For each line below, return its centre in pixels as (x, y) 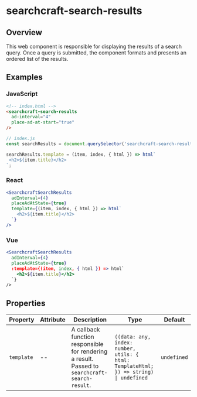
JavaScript (22, 94)
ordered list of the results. (37, 59)
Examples (24, 77)
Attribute (53, 320)
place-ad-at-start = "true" (43, 122)
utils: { (127, 355)
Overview (24, 32)
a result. (82, 359)
